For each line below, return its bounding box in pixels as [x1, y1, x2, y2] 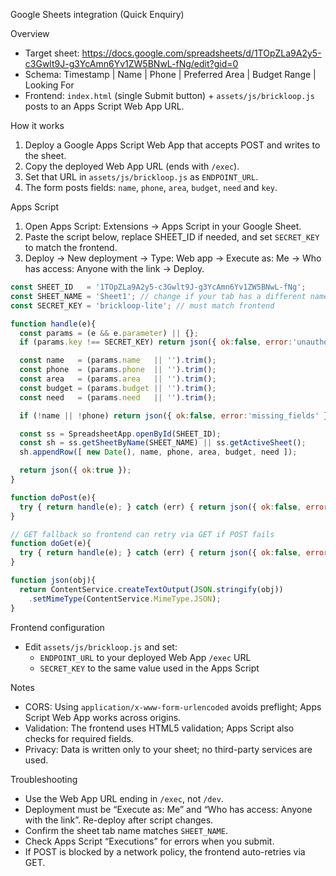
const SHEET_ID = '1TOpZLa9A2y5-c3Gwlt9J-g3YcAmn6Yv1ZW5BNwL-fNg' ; [10, 282, 307, 292]
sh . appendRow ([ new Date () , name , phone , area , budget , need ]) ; [19, 447, 298, 458]
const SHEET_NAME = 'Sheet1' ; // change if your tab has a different [10, 291, 307, 301]
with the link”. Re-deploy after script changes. [24, 814, 214, 826]
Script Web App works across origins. [24, 711, 182, 723]
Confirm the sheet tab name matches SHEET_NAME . [24, 824, 228, 836]
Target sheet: [24, 47, 80, 59]
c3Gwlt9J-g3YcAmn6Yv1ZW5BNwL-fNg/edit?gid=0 [24, 58, 239, 69]
